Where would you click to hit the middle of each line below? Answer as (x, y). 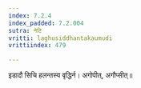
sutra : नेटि (25, 30)
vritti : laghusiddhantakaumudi (60, 38)
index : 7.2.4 (30, 16)
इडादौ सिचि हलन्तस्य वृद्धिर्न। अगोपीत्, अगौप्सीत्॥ (70, 75)
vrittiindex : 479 (37, 46)
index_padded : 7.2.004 (46, 23)
